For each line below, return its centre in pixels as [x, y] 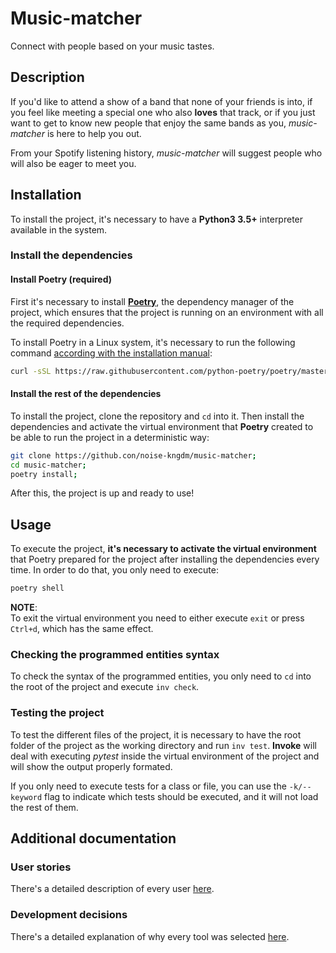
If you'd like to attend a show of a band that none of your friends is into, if [161, 101]
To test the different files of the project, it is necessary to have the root [156, 734]
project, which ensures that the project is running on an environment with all [167, 312]
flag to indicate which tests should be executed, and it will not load [181, 796]
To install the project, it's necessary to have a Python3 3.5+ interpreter [157, 219]
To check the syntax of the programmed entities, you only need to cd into [161, 676]
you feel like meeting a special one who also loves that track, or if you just [163, 112]
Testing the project [57, 713]
